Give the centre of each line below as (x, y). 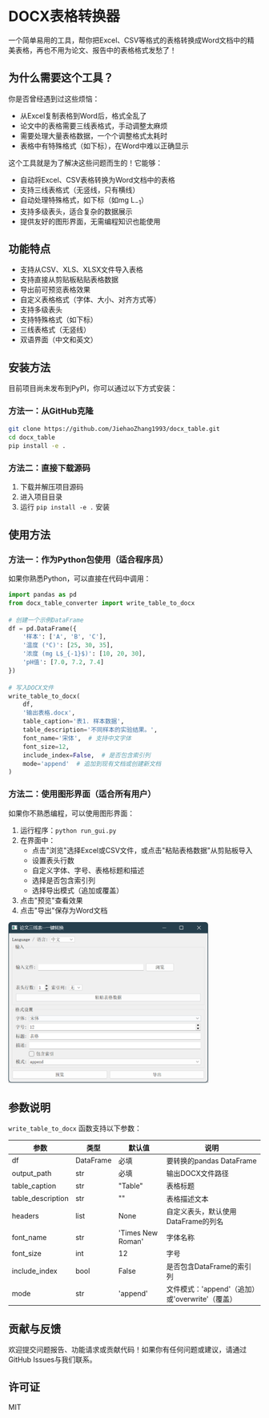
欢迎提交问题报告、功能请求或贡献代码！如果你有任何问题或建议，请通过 (127, 1350)
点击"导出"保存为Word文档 (64, 910)
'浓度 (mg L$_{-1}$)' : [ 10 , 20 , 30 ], (84, 654)
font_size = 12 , (46, 747)
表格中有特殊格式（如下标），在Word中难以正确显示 (104, 146)
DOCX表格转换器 (64, 16)
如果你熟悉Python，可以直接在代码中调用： (80, 578)
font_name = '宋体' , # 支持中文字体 (77, 738)
